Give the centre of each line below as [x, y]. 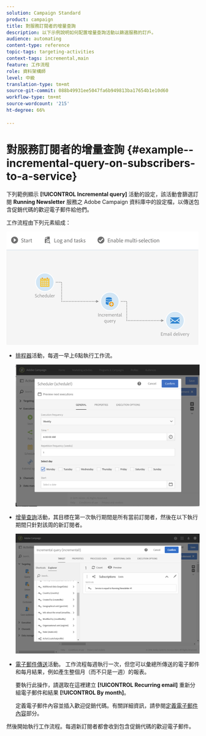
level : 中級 [21, 78]
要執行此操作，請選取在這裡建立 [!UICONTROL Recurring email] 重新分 [105, 684]
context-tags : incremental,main [48, 58]
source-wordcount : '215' [38, 104]
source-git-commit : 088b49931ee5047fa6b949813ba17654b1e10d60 [87, 91]
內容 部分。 [29, 713]
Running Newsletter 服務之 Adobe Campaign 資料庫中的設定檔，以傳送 [104, 202]
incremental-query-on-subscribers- [101, 163]
